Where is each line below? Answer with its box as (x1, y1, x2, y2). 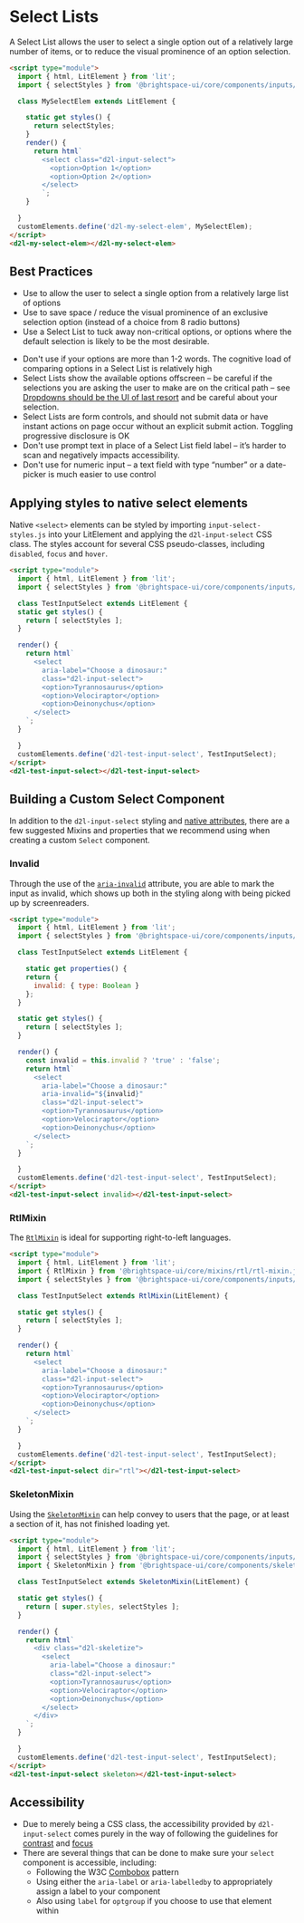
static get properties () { (25, 965, 128, 974)
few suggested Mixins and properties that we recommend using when (9, 825, 271, 836)
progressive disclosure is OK (22, 430, 130, 441)
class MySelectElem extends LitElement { (17, 97, 176, 106)
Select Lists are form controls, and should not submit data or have (22, 411, 269, 422)
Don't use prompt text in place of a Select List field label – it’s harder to (22, 440, 287, 451)
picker (22, 469, 47, 480)
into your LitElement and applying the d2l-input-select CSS (48, 529, 273, 540)
